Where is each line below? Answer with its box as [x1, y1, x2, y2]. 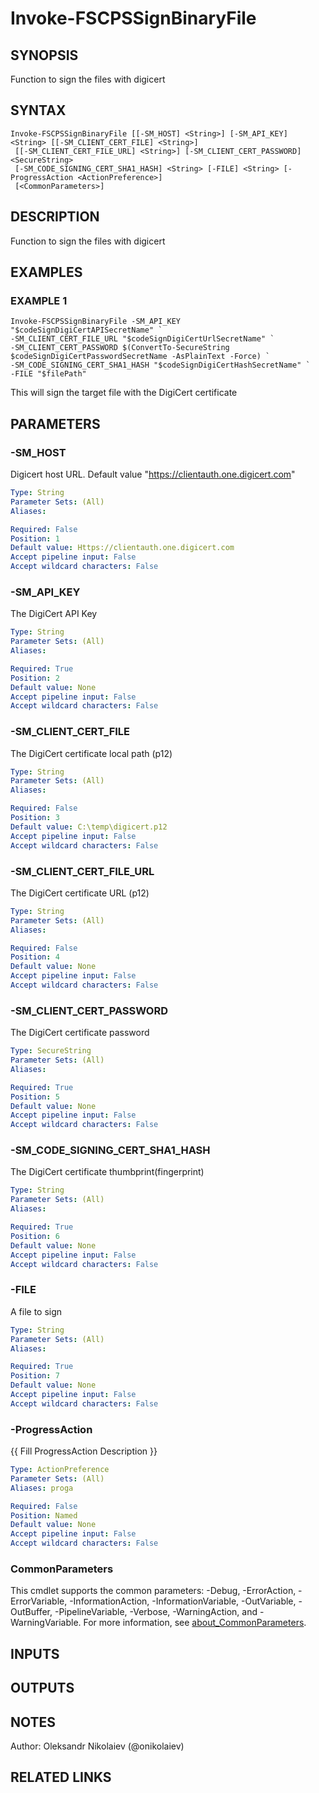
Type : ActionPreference [10, 1465, 110, 1475]
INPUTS [10, 1645, 60, 1662]
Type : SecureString [10, 1046, 92, 1056]
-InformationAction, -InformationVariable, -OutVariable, [69, 1595, 297, 1607]
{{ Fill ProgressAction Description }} [10, 1445, 158, 1457]
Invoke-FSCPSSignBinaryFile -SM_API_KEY [10, 317, 182, 327]
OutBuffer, [10, 1606, 53, 1618]
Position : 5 [10, 1092, 60, 1102]
